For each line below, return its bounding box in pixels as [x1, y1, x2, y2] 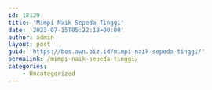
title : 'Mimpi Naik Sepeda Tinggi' [8, 19, 125, 27]
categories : [8, 63, 47, 70]
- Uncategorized [22, 70, 76, 77]
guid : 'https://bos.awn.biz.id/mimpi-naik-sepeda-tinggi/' [8, 48, 206, 56]
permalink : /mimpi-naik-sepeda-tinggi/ [8, 56, 139, 63]
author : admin [8, 33, 55, 41]
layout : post [8, 41, 51, 49]
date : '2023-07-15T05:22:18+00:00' [8, 26, 125, 34]
